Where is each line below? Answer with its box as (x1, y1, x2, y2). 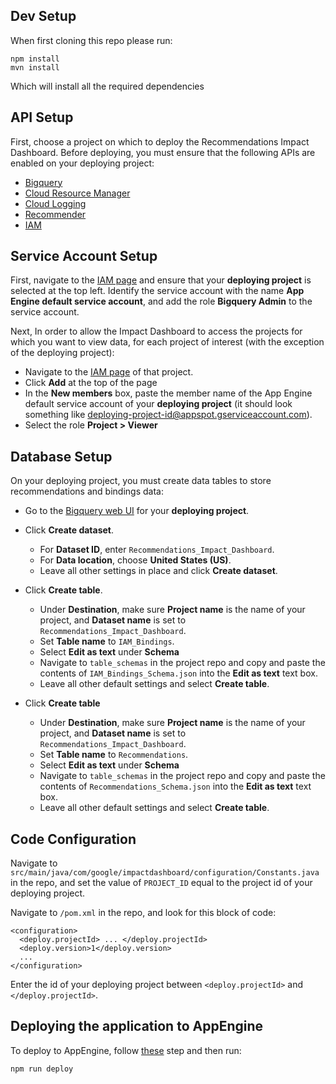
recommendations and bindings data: (10, 485, 164, 498)
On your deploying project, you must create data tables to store (10, 475, 272, 487)
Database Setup (10, 448, 113, 465)
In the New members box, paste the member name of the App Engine (24, 387, 313, 399)
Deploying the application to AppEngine (10, 1018, 264, 1035)
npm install (10, 54, 60, 64)
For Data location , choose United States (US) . (39, 554, 232, 566)
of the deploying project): (10, 347, 115, 359)
